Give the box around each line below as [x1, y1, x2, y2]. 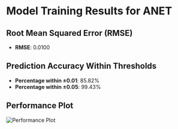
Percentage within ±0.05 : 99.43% [14, 83, 101, 90]
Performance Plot [6, 100, 74, 111]
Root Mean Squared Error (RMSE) [6, 28, 133, 38]
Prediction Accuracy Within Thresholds [6, 61, 157, 71]
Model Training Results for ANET [6, 4, 173, 18]
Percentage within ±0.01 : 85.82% [14, 76, 100, 84]
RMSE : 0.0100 [14, 44, 50, 51]
